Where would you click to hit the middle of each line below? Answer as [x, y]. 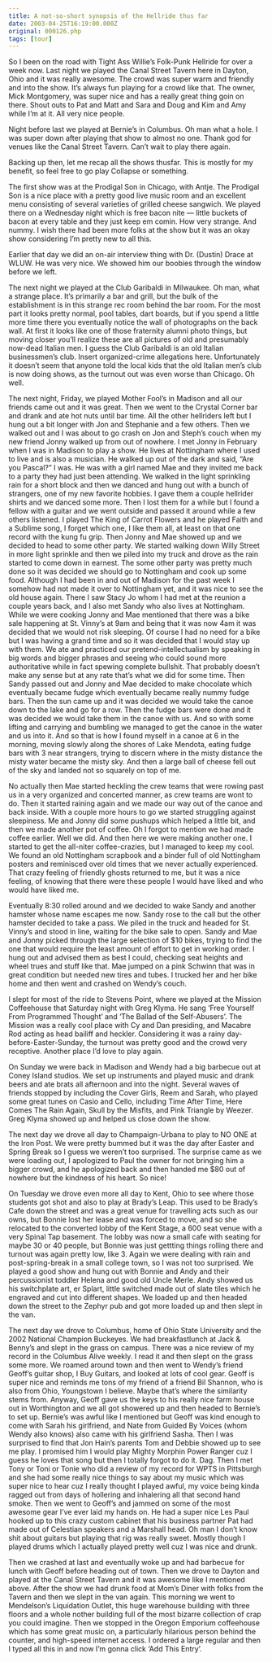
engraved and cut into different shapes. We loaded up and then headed [128, 1297]
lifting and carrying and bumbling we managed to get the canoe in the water [136, 727]
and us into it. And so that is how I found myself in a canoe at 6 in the [124, 736]
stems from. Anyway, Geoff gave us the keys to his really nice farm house [132, 1400]
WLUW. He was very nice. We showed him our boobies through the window [135, 263]
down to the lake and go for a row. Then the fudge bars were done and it [130, 710]
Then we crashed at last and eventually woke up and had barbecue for [127, 1563]
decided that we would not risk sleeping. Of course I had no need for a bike [134, 632]
